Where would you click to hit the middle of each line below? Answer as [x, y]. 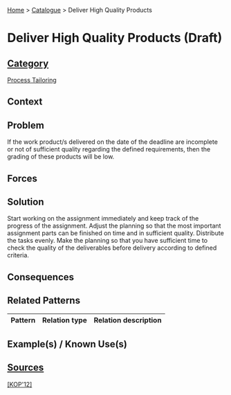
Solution [26, 202]
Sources [26, 368]
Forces [22, 178]
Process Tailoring [32, 80]
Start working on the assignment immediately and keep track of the [103, 219]
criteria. [18, 255]
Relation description [128, 320]
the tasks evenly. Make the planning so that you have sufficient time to [108, 241]
